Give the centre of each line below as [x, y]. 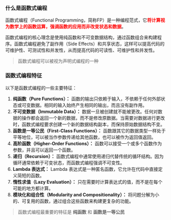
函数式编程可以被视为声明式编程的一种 [58, 61]
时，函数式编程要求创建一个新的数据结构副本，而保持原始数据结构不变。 [89, 124]
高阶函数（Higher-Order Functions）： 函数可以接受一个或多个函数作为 [87, 143]
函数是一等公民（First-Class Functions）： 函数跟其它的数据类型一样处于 [89, 130]
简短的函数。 [31, 175]
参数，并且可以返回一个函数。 [44, 150]
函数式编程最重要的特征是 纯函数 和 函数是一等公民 [71, 212]
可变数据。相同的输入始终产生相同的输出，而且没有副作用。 [84, 105]
